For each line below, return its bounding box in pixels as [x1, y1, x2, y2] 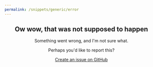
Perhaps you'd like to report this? [48, 47, 115, 53]
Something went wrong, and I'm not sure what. [34, 38, 129, 44]
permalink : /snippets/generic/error [4, 7, 79, 12]
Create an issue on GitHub [55, 57, 108, 63]
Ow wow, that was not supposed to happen [15, 25, 148, 33]
